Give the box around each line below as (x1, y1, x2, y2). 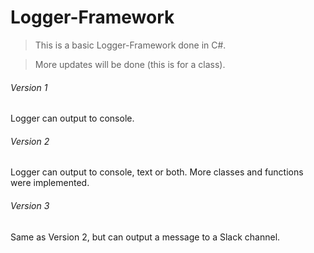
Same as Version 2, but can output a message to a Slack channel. (10, 231, 281, 243)
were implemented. (10, 177, 90, 189)
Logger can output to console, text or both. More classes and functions (10, 166, 304, 178)
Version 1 (10, 81, 48, 93)
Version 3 (10, 199, 50, 211)
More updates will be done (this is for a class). (34, 58, 226, 70)
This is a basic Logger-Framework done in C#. (34, 39, 227, 51)
